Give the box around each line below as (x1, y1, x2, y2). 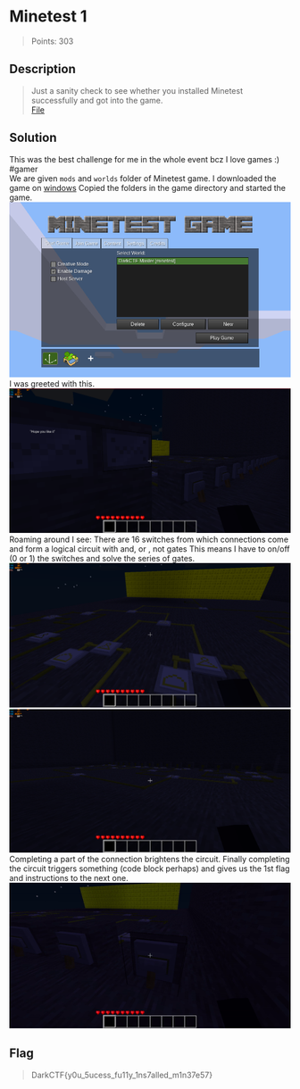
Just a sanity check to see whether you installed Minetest (30, 85, 244, 96)
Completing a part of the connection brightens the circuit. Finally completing (9, 854, 290, 865)
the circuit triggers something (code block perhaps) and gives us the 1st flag (9, 863, 290, 874)
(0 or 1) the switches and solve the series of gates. (9, 553, 195, 564)
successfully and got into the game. (30, 95, 163, 105)
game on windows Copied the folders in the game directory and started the (9, 182, 286, 193)
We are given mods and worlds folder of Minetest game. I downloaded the (9, 172, 277, 184)
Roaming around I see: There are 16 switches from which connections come (9, 534, 288, 545)
